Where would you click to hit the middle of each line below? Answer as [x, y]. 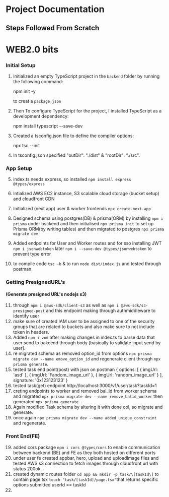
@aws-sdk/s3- [135, 306]
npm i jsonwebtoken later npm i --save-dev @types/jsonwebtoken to [82, 248]
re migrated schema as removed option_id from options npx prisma [82, 353]
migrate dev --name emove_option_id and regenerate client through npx [87, 359]
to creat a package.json [37, 101]
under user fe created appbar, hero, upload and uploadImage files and [86, 458]
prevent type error [32, 254]
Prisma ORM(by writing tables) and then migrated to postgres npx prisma [89, 229]
